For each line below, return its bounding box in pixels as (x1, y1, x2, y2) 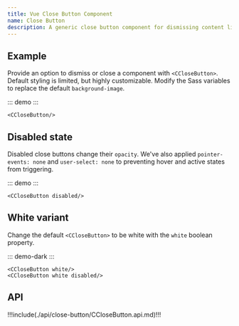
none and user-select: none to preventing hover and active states (33, 157, 225, 166)
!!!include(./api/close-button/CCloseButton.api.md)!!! (7, 310, 161, 319)
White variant (7, 211, 69, 224)
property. (7, 238, 35, 246)
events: (7, 159, 31, 166)
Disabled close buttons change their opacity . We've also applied (7, 150, 196, 158)
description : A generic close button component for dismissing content (7, 23, 224, 31)
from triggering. (7, 165, 54, 173)
